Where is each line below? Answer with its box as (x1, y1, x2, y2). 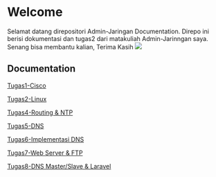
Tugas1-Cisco (7, 81, 46, 90)
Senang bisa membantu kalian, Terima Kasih (7, 42, 134, 51)
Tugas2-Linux (7, 94, 47, 103)
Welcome (7, 4, 63, 20)
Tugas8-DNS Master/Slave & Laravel (7, 162, 111, 170)
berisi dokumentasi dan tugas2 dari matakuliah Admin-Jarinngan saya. (7, 34, 209, 42)
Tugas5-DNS (7, 121, 44, 130)
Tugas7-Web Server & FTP (7, 149, 83, 157)
